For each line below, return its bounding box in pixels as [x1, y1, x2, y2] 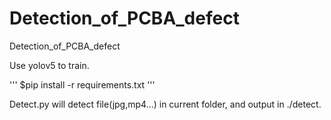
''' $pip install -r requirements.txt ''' [9, 78, 156, 91]
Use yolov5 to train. [9, 59, 90, 71]
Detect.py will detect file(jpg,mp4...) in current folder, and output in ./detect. [9, 98, 322, 110]
